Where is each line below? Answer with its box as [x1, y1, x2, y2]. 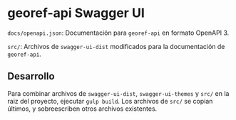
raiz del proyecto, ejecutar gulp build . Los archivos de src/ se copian [7, 97, 213, 105]
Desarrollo [7, 70, 55, 82]
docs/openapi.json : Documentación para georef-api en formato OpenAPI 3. [7, 28, 230, 37]
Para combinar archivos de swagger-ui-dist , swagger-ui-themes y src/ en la [7, 89, 230, 97]
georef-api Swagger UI [7, 5, 145, 21]
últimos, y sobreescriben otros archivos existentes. [7, 104, 158, 113]
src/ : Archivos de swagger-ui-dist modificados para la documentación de [7, 42, 225, 50]
